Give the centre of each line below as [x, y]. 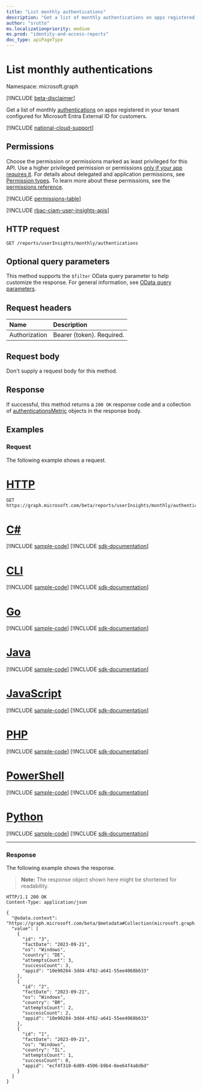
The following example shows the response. [61, 868]
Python [25, 817]
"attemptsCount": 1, [48, 1056]
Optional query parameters [58, 261]
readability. [35, 886]
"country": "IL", [44, 1050]
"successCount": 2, [46, 1013]
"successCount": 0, [46, 1061]
